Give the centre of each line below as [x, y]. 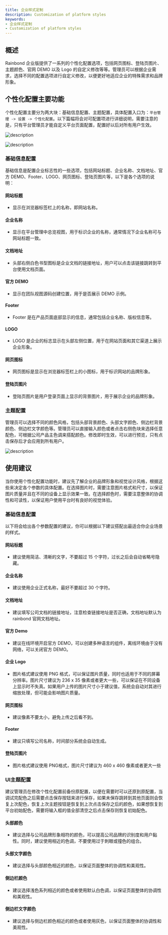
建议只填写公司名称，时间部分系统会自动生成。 [60, 741]
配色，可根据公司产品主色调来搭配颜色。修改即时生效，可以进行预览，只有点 [84, 435]
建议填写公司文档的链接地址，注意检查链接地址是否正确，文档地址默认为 [87, 612]
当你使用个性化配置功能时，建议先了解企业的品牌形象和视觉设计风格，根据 [82, 481]
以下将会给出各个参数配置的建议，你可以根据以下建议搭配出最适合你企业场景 [84, 526]
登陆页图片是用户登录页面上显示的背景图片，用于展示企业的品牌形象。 [85, 396]
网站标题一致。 [28, 238]
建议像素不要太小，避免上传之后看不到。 [54, 717]
